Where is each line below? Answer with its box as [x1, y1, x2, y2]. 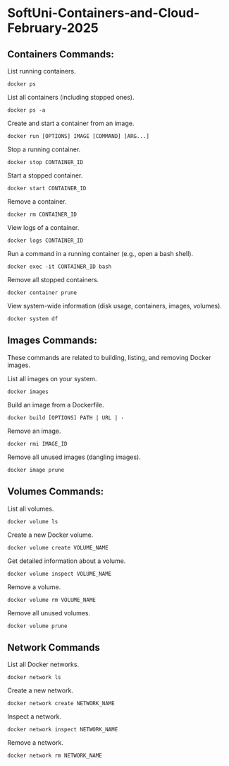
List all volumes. [7, 504, 54, 513]
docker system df [7, 315, 58, 323]
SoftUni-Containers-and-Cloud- [7, 5, 200, 21]
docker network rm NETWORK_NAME [7, 752, 102, 760]
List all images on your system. [7, 374, 97, 383]
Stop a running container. [7, 145, 81, 153]
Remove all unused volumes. [7, 608, 91, 617]
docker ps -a [7, 107, 46, 114]
